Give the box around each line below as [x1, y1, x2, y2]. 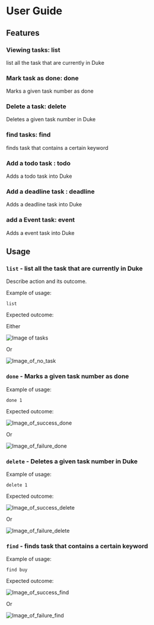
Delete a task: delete [6, 102, 66, 111]
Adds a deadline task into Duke [6, 201, 82, 208]
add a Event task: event [6, 216, 75, 224]
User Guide [6, 4, 63, 18]
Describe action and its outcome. [6, 278, 87, 285]
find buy [6, 567, 28, 573]
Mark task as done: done [6, 74, 79, 82]
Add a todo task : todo [6, 159, 71, 167]
